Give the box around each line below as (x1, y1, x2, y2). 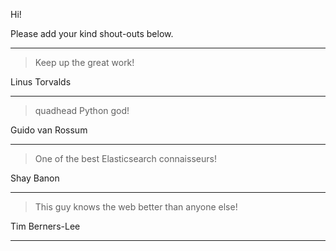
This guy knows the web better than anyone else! (34, 201, 238, 213)
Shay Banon (10, 172, 60, 184)
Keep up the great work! (34, 57, 135, 68)
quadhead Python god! (34, 105, 130, 116)
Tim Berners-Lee (10, 220, 81, 232)
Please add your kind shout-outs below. (10, 28, 174, 39)
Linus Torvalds (10, 76, 72, 88)
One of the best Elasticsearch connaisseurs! (34, 153, 217, 164)
